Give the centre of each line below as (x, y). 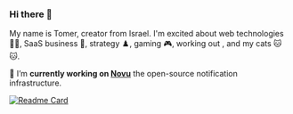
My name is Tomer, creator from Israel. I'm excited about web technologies (146, 34)
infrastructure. (36, 83)
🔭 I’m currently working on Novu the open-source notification (123, 74)
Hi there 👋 (31, 14)
